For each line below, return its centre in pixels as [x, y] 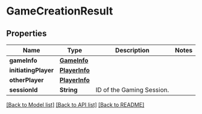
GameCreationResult [60, 11]
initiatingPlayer [32, 70]
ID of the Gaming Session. [132, 90]
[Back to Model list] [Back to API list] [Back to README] [75, 105]
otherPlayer [27, 80]
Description [132, 50]
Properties [27, 33]
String [68, 90]
